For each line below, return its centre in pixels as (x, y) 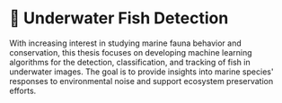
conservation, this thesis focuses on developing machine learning (131, 52)
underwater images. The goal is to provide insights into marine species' (141, 72)
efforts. (23, 90)
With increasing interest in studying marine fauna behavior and (126, 43)
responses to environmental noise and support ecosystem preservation (141, 81)
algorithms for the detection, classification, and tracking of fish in (130, 62)
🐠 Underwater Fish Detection (119, 18)
